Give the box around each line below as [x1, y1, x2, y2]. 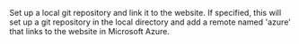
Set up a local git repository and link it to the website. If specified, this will [9, 8, 282, 18]
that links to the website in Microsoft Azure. [9, 26, 171, 36]
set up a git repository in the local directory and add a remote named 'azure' [9, 17, 292, 27]
